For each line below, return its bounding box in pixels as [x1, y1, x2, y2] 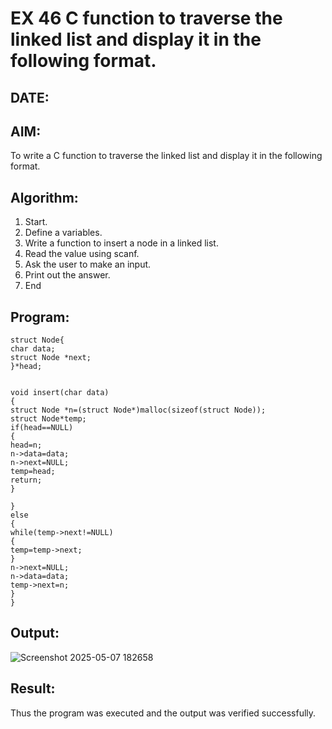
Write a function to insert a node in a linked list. [24, 237, 219, 249]
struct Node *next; [10, 353, 92, 363]
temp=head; [10, 467, 56, 477]
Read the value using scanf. [24, 248, 140, 260]
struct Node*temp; [10, 414, 87, 424]
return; [10, 475, 43, 486]
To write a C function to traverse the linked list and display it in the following [10, 150, 323, 162]
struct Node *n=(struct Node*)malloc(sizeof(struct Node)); [10, 405, 267, 416]
